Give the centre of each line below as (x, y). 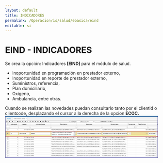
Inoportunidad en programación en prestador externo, (66, 73)
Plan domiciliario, (29, 89)
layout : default (21, 10)
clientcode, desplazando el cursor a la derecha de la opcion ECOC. (72, 114)
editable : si (18, 26)
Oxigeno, (21, 94)
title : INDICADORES (25, 15)
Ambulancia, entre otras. (37, 99)
